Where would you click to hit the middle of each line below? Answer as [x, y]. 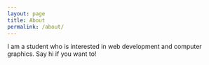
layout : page [26, 14]
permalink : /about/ [36, 27]
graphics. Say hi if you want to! [52, 54]
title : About [26, 20]
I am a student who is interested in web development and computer [104, 47]
